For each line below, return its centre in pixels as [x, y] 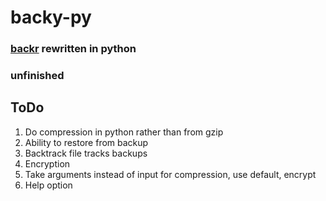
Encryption [47, 163]
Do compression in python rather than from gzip [124, 132]
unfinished [37, 76]
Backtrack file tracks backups [86, 153]
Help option [48, 185]
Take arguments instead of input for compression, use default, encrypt [170, 174]
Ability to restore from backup [86, 142]
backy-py [51, 17]
